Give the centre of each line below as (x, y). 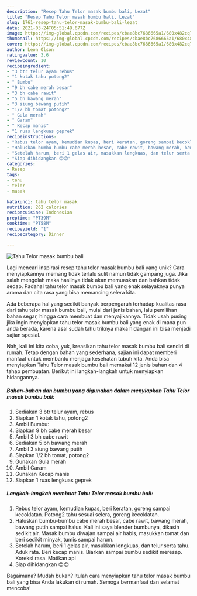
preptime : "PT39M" (29, 218)
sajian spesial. (24, 335)
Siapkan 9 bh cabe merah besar (53, 430)
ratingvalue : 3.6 (28, 55)
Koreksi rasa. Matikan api (46, 558)
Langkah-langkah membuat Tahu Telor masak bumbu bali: (80, 494)
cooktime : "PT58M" (29, 224)
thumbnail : (20, 39)
